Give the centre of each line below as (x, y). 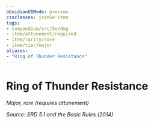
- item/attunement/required (42, 34)
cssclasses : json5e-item (37, 17)
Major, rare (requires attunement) (48, 103)
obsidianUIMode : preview (37, 12)
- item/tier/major (29, 46)
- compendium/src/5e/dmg (37, 28)
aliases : (17, 51)
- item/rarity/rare (31, 40)
